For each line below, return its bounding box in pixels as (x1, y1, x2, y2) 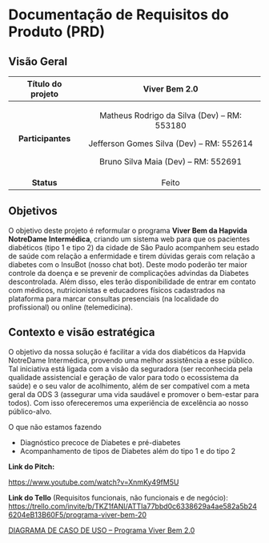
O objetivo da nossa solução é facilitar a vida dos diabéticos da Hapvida (8, 346, 246, 356)
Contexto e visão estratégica (8, 326, 155, 339)
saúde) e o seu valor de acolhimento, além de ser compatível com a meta (8, 381, 251, 391)
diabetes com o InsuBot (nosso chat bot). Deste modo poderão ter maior (8, 259, 248, 269)
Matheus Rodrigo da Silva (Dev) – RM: (99, 110, 243, 121)
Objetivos (8, 205, 58, 218)
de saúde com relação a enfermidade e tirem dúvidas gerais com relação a (8, 251, 255, 261)
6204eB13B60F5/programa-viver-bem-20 (8, 509, 147, 519)
